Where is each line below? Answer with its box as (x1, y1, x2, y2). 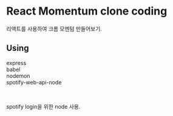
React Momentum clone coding (6, 4, 168, 18)
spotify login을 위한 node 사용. (6, 103, 81, 110)
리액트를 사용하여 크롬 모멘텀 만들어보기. (6, 25, 102, 32)
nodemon (6, 72, 30, 80)
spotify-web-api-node (6, 78, 62, 86)
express (6, 59, 27, 66)
